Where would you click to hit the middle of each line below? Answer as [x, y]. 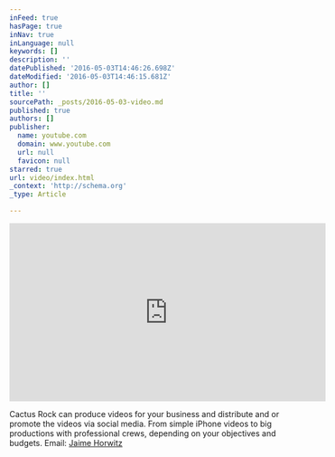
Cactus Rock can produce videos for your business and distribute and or [144, 414]
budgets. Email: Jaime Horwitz [66, 443]
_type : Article [38, 195]
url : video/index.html [52, 177]
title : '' [28, 93]
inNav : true [32, 34]
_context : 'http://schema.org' [68, 186]
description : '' [40, 60]
